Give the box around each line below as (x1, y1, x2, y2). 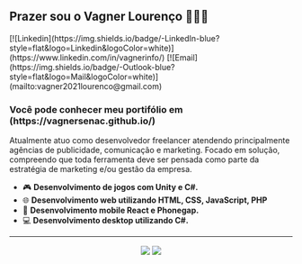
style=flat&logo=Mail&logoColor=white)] (9, 71, 159, 82)
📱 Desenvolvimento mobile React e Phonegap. (22, 205, 200, 216)
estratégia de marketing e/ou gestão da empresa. (9, 164, 192, 175)
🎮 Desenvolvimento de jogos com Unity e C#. (22, 182, 199, 193)
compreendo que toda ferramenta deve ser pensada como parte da (9, 154, 260, 165)
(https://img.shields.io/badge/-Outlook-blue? (9, 61, 175, 72)
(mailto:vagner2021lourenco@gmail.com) (9, 80, 163, 91)
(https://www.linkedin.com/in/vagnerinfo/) (9, 51, 165, 63)
